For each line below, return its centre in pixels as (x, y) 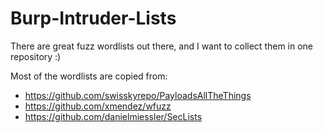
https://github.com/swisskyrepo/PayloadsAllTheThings (138, 95)
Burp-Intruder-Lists (93, 18)
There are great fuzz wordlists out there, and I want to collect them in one (162, 46)
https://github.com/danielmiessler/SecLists (113, 116)
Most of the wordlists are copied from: (89, 76)
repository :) (36, 56)
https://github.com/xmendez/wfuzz (98, 106)
